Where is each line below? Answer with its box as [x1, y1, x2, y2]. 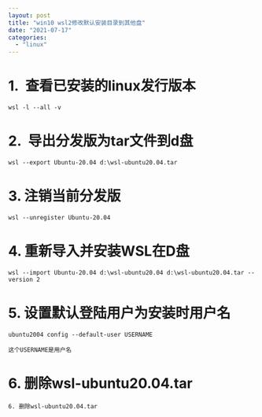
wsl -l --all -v [8, 104, 61, 112]
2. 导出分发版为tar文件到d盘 [8, 132, 194, 150]
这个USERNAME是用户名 [8, 345, 72, 354]
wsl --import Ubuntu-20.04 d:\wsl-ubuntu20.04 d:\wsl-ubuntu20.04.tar [8, 268, 245, 276]
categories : [8, 33, 47, 42]
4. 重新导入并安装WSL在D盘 [8, 242, 190, 260]
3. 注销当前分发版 [8, 187, 121, 205]
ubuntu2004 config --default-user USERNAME [8, 330, 153, 338]
